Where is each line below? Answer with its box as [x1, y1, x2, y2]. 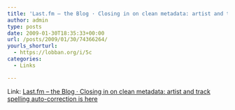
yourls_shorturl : [7, 42, 58, 49]
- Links [13, 62, 36, 69]
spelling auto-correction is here [7, 95, 98, 103]
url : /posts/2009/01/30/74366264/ [7, 36, 108, 43]
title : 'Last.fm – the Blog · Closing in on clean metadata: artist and [7, 10, 224, 17]
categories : [7, 56, 42, 63]
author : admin [7, 17, 49, 24]
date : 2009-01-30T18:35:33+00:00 [7, 29, 105, 37]
